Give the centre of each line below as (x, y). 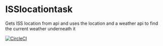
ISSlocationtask (39, 9)
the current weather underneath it (40, 28)
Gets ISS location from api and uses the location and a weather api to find (82, 23)
